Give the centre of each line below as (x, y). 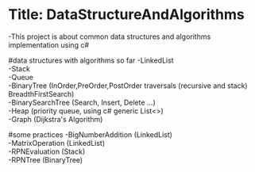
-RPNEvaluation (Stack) (47, 151)
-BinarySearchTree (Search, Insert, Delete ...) (82, 102)
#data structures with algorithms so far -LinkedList (91, 60)
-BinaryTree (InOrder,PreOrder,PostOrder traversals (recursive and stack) (128, 86)
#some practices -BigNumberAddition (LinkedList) (91, 134)
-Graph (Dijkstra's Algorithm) (56, 119)
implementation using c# (49, 44)
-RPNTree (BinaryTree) (46, 159)
